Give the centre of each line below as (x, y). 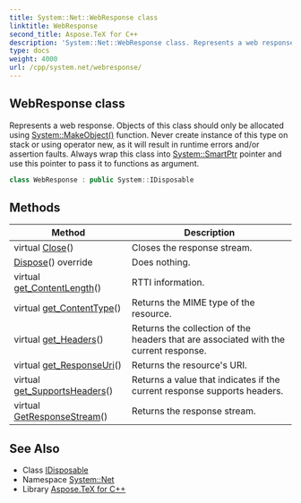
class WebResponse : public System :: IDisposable (102, 180)
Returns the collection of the (191, 328)
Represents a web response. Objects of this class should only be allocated (147, 125)
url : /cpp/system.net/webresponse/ (76, 68)
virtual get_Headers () (59, 339)
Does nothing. (161, 262)
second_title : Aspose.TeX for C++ (74, 34)
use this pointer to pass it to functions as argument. (104, 163)
